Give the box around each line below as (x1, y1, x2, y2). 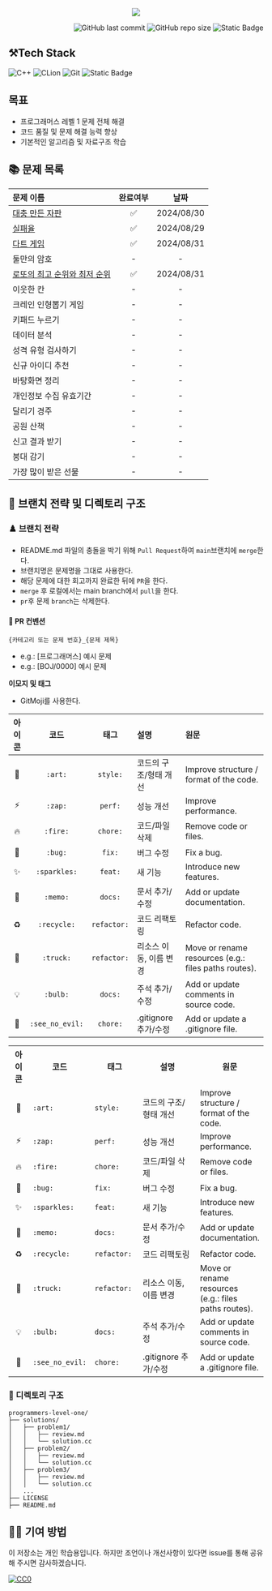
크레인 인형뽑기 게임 (12, 299, 85, 311)
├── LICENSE (8, 1494, 49, 1502)
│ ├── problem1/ (8, 1423, 70, 1431)
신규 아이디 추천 (12, 360, 70, 371)
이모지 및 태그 (8, 679, 51, 688)
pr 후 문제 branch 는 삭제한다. (19, 596, 110, 606)
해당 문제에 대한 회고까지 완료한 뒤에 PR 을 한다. (19, 576, 168, 585)
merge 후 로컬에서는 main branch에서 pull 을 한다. (19, 586, 179, 596)
